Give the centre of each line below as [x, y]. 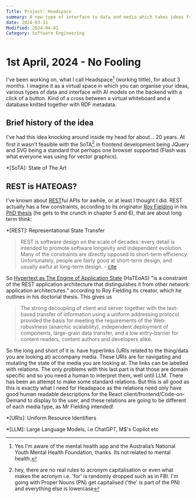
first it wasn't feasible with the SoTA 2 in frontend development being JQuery [98, 144]
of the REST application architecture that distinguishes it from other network [97, 284]
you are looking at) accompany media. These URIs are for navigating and [94, 357]
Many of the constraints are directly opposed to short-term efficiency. [104, 254]
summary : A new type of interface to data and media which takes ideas [95, 17]
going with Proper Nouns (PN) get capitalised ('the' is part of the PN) [97, 482]
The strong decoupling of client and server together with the [93, 308]
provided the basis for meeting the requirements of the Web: [93, 320]
